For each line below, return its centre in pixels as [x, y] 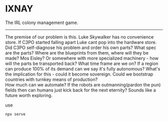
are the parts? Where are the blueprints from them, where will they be [77, 52]
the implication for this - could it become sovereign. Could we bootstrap [79, 74]
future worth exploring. [29, 95]
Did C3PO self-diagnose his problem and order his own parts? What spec [81, 47]
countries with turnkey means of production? [51, 79]
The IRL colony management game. [42, 22]
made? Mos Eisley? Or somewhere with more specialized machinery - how [82, 58]
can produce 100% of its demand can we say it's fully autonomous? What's [83, 68]
